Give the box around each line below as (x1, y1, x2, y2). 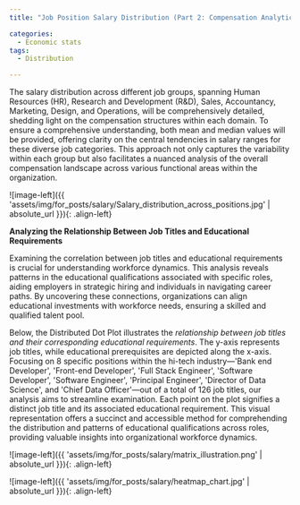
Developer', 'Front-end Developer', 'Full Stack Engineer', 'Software (9, 365, 253, 376)
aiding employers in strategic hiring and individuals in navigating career (9, 281, 271, 292)
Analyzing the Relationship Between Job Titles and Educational (9, 226, 250, 237)
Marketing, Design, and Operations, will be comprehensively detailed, (9, 106, 265, 116)
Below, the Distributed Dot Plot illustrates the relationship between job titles (9, 328, 287, 338)
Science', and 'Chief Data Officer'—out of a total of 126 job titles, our (9, 384, 262, 395)
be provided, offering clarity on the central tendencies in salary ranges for (9, 134, 281, 145)
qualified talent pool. (9, 310, 85, 321)
